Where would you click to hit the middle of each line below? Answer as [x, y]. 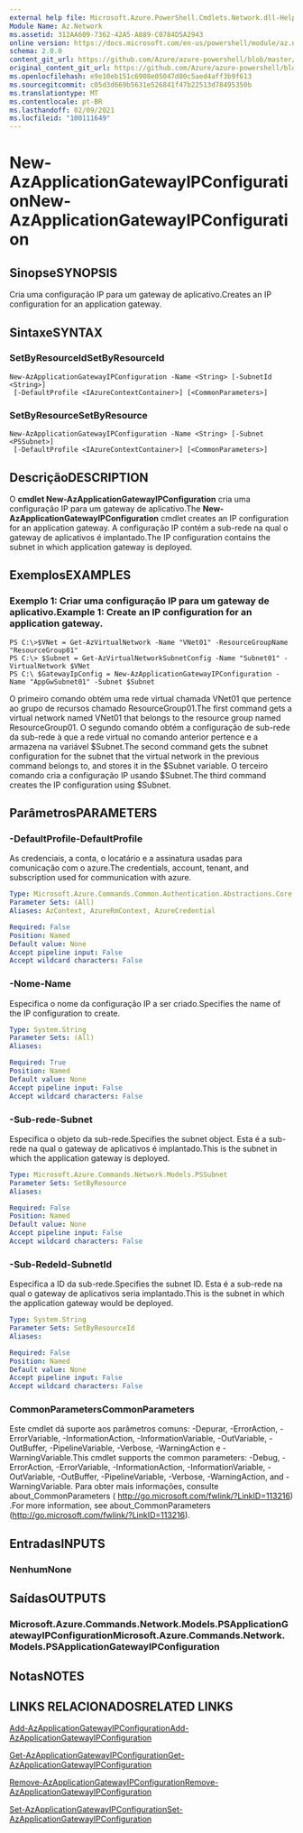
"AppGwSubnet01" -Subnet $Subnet [92, 682]
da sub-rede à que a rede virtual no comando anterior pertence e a [134, 737]
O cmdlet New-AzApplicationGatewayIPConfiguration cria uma [130, 499]
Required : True [38, 1063]
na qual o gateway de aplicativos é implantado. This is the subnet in [153, 1148]
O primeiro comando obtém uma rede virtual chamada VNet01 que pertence [150, 698]
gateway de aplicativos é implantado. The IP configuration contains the [140, 537]
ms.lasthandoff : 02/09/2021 [62, 110]
